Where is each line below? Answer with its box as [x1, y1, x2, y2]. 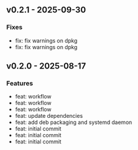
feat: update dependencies [15, 112, 83, 120]
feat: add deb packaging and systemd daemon [15, 118, 133, 126]
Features [6, 79, 33, 87]
